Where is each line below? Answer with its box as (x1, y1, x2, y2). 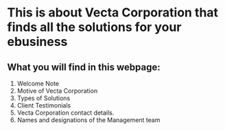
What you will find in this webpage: (7, 61, 161, 73)
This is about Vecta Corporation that (7, 5, 218, 21)
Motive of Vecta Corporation (16, 87, 98, 95)
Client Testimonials (16, 102, 71, 109)
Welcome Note (16, 80, 60, 87)
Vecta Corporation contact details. (16, 108, 115, 117)
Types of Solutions (16, 94, 71, 102)
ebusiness (7, 34, 68, 49)
